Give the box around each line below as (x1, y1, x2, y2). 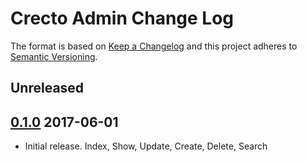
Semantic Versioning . (10, 50, 98, 62)
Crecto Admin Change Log (10, 7, 235, 30)
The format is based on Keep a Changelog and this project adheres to (10, 40, 298, 52)
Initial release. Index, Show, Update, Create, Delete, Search (24, 140, 268, 152)
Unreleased (10, 80, 85, 97)
